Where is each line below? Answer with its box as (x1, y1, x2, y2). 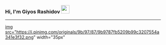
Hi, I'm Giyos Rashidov (5, 8, 60, 15)
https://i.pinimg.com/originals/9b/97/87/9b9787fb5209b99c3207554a (16, 29, 160, 35)
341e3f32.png (5, 34, 34, 40)
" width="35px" (33, 34, 65, 40)
